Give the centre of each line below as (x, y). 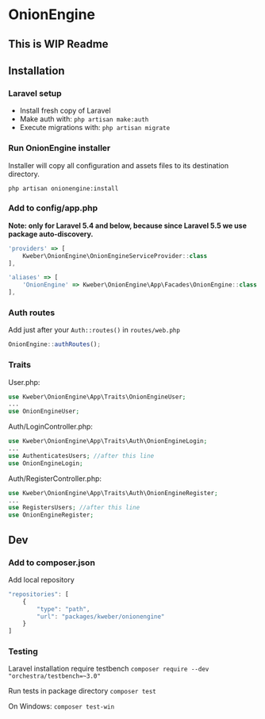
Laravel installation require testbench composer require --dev (109, 669)
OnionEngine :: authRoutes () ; (55, 344)
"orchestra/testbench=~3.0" (55, 676)
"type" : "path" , (63, 609)
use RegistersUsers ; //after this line (74, 508)
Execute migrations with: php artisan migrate (95, 128)
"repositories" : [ (38, 594)
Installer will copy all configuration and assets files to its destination (119, 165)
